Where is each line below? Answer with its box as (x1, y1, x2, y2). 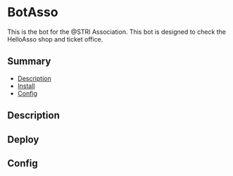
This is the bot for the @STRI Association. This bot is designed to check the (7, 27, 227, 36)
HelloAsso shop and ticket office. (7, 34, 103, 43)
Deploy (7, 133, 39, 145)
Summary (7, 56, 51, 68)
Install (17, 82, 35, 90)
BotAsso (7, 4, 58, 20)
